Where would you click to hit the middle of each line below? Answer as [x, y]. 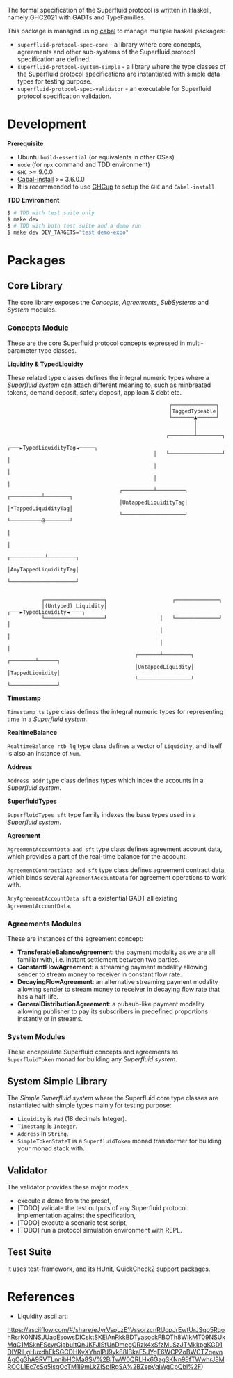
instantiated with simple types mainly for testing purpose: [89, 1105]
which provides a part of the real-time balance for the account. [97, 856]
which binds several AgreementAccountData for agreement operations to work [117, 877]
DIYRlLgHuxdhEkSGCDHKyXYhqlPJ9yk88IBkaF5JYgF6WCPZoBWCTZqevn [115, 1352]
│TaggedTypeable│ [194, 411]
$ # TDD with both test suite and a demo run [74, 225]
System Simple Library [57, 1081]
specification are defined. [54, 59]
